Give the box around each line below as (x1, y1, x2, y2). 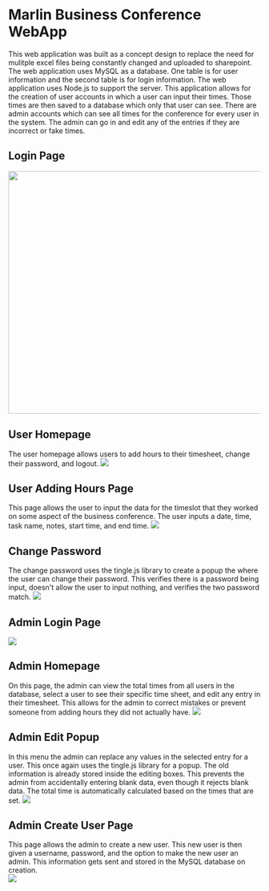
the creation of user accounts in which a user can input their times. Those (8, 91, 252, 101)
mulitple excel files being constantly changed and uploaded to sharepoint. (8, 58, 252, 67)
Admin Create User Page (8, 819, 134, 832)
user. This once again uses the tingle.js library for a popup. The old (8, 760, 230, 770)
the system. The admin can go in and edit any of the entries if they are (8, 117, 240, 127)
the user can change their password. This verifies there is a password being (8, 574, 259, 584)
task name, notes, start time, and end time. (8, 521, 150, 531)
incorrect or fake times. (8, 126, 86, 136)
